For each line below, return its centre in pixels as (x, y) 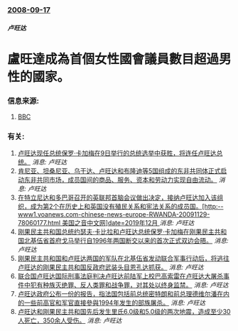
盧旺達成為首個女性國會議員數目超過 (113, 59)
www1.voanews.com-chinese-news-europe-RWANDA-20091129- (114, 215)
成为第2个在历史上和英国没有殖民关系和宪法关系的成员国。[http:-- (127, 207)
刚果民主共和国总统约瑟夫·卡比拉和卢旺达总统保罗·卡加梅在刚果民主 (116, 232)
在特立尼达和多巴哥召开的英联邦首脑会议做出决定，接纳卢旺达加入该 (117, 197)
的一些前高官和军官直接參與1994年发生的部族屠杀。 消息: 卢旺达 (112, 303)
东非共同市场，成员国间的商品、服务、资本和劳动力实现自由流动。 (120, 180)
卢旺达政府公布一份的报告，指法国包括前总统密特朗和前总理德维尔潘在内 (123, 294)
